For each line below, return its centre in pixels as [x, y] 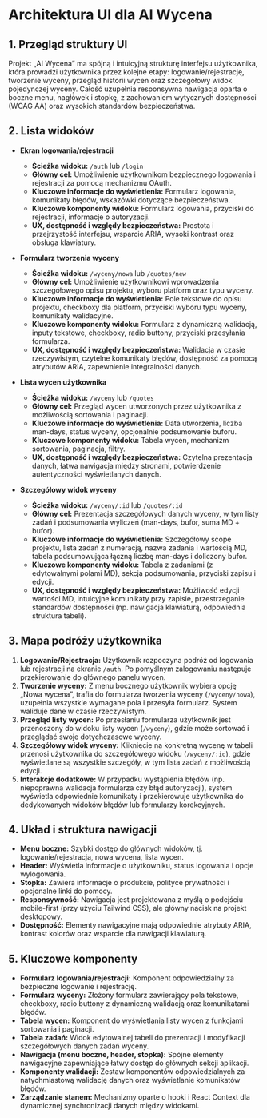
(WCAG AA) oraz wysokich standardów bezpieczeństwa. [102, 106]
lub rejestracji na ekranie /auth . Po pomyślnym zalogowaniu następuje [135, 669]
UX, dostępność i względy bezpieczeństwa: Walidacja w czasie [138, 349]
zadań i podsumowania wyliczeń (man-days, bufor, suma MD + [135, 522]
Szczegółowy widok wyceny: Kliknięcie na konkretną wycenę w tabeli [136, 745]
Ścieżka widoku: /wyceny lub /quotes [93, 397]
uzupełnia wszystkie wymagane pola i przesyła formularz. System [128, 702]
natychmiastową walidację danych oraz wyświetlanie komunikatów [130, 1080]
